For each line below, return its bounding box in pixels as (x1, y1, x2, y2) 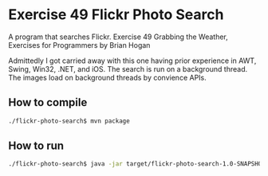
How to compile (8, 96, 88, 109)
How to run (8, 139, 65, 153)
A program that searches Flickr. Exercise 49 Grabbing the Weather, (8, 32, 229, 41)
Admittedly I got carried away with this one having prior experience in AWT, (8, 56, 257, 65)
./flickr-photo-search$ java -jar (8, 160, 124, 168)
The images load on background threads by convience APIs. (8, 72, 207, 82)
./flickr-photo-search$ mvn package (8, 117, 130, 125)
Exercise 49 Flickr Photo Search (8, 6, 224, 24)
